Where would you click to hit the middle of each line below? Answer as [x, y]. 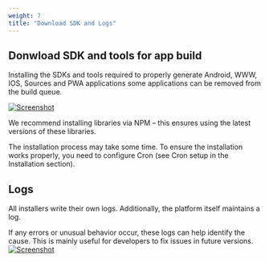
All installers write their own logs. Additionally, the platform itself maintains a [134, 208]
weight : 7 [25, 16]
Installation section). [42, 164]
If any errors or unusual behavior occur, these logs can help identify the [127, 232]
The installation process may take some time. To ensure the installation [126, 147]
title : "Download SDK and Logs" [62, 23]
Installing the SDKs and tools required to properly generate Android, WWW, [133, 75]
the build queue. [35, 92]
